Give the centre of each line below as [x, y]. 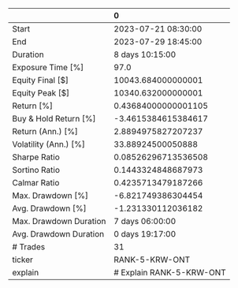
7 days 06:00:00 [145, 221]
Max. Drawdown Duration [59, 221]
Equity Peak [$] [41, 93]
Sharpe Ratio [36, 157]
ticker [23, 260]
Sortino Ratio [36, 170]
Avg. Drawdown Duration [58, 234]
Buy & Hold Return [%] [54, 119]
